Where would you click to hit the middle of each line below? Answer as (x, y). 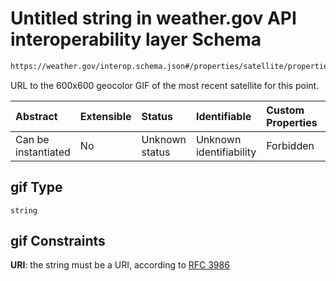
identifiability (226, 152)
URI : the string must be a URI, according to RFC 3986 (120, 265)
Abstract (36, 116)
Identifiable (223, 116)
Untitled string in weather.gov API (153, 18)
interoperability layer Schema (136, 39)
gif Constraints (58, 241)
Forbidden (290, 145)
